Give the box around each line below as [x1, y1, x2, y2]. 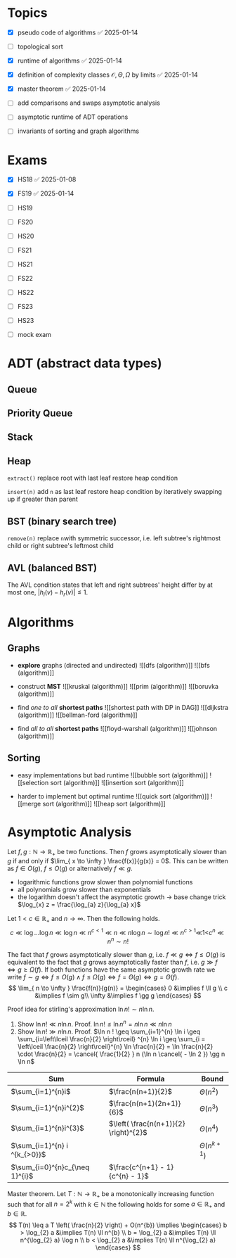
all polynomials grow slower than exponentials [17, 885, 151, 894]
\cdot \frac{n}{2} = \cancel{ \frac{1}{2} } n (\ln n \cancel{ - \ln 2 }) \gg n [17, 1050, 225, 1058]
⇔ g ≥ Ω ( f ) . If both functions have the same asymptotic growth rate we [7, 965, 216, 974]
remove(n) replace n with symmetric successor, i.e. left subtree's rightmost [7, 534, 221, 542]
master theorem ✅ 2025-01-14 [17, 84, 107, 93]
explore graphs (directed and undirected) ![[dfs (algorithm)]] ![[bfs [17, 661, 211, 669]
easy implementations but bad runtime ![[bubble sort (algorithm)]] [17, 770, 209, 779]
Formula [136, 1074, 165, 1084]
